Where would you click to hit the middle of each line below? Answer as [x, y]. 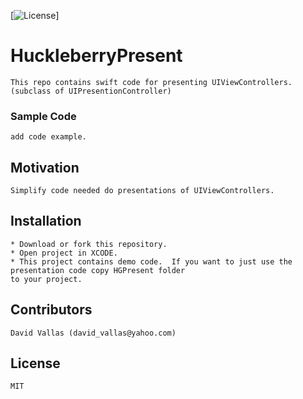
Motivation [45, 167]
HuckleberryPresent [96, 56]
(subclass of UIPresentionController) [91, 91]
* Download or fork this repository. [89, 244]
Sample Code [43, 116]
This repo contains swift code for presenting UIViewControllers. [151, 82]
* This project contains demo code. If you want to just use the [151, 261]
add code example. [48, 137]
